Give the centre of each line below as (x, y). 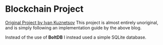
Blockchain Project (44, 9)
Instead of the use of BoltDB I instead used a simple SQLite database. (76, 37)
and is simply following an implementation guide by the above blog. (73, 27)
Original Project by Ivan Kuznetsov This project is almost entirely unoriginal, (82, 22)
